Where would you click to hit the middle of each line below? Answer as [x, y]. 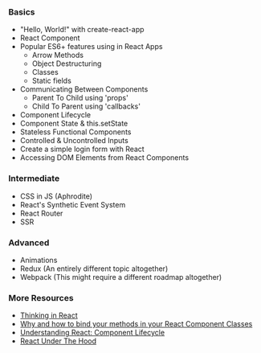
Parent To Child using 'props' [80, 98]
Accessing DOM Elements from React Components [104, 158]
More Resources [41, 298]
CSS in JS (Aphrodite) [56, 196]
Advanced [29, 242]
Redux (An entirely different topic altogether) [94, 269]
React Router [41, 213]
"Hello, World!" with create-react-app [82, 30]
